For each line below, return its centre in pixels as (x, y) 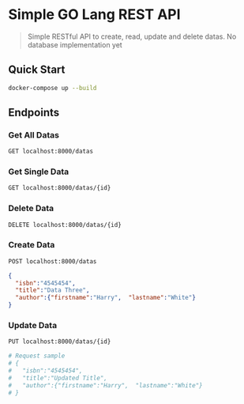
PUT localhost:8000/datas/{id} (60, 342)
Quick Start (37, 70)
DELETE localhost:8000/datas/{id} (65, 225)
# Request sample (37, 356)
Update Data (33, 325)
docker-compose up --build (53, 88)
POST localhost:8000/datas (53, 261)
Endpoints (34, 113)
